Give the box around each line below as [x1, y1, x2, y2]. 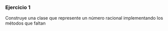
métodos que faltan [5, 20, 46, 26]
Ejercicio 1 [5, 4, 31, 11]
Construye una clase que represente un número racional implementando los [5, 15, 163, 21]
